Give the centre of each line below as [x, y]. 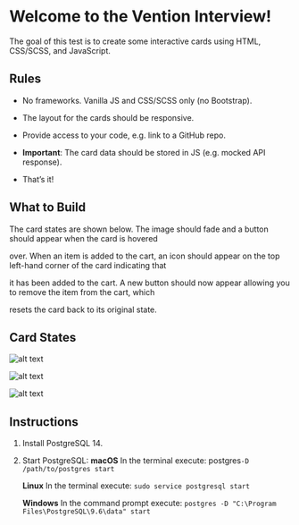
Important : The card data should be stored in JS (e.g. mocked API [144, 152]
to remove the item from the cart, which [82, 292]
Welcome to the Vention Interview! [141, 17]
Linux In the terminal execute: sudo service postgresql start [136, 486]
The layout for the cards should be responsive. [108, 117]
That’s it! [38, 179]
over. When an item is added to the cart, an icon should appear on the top [145, 256]
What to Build [48, 207]
